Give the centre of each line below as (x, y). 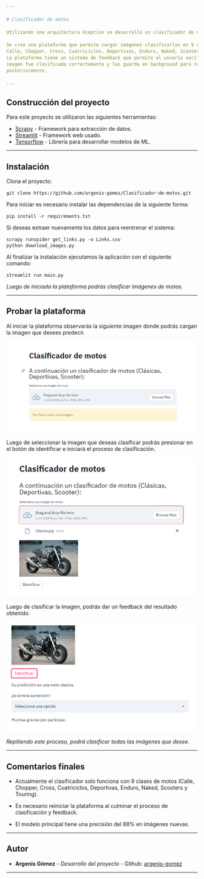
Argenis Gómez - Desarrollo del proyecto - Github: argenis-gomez (99, 863)
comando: (19, 263)
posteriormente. (27, 71)
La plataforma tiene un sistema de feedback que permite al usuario (95, 58)
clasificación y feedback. (46, 813)
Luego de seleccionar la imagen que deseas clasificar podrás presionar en (100, 443)
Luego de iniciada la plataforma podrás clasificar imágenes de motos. (95, 287)
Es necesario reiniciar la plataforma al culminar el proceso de (91, 806)
